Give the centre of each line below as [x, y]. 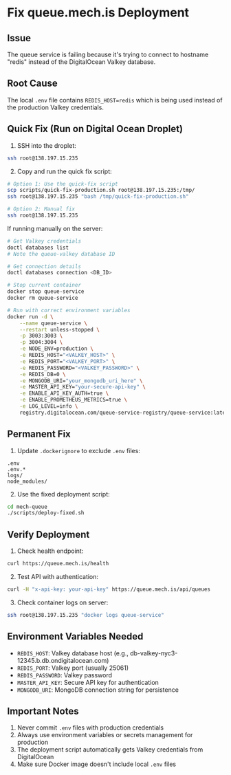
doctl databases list [38, 248]
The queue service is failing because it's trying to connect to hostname [108, 54]
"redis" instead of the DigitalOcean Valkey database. [81, 62]
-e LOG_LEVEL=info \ [49, 406]
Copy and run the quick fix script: [64, 171]
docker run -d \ [30, 317]
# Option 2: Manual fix [41, 209]
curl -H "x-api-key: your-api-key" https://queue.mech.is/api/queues [109, 589]
